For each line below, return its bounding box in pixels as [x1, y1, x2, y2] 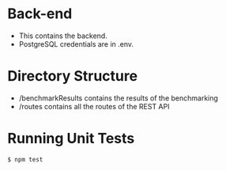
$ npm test [7, 155, 43, 163]
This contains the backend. [18, 31, 107, 40]
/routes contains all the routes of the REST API [18, 101, 170, 111]
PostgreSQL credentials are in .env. [18, 39, 134, 48]
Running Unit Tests [7, 130, 135, 147]
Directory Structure [7, 67, 138, 85]
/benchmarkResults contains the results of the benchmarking [18, 93, 219, 103]
